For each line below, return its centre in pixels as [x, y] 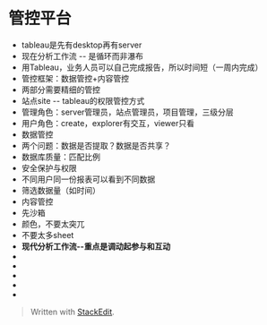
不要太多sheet [47, 235]
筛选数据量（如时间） [60, 190]
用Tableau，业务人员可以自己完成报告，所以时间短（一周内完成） [142, 67]
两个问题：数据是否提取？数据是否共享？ [96, 145]
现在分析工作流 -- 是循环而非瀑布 [82, 56]
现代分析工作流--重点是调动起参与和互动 [96, 246]
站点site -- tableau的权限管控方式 [83, 100]
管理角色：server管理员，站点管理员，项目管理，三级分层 [127, 112]
